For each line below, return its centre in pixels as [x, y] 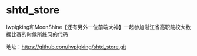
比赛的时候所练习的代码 [39, 34]
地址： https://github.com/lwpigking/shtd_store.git [66, 47]
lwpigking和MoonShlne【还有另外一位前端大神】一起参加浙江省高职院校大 [96, 27]
